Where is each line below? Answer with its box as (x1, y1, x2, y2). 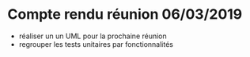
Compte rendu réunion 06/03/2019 (7, 5, 243, 23)
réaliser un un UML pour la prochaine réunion (18, 31, 167, 41)
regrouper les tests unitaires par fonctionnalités (18, 39, 174, 48)
